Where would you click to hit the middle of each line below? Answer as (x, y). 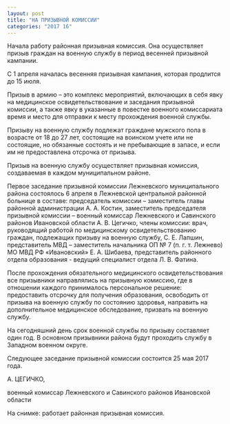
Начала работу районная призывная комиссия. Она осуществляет (105, 46)
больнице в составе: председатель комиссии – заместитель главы (106, 201)
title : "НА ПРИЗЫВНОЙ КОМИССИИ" (53, 20)
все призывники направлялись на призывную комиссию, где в (100, 280)
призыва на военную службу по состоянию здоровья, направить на (107, 302)
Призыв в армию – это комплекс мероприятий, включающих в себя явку (115, 95)
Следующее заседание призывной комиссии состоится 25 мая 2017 (108, 358)
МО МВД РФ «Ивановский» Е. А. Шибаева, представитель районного (109, 252)
